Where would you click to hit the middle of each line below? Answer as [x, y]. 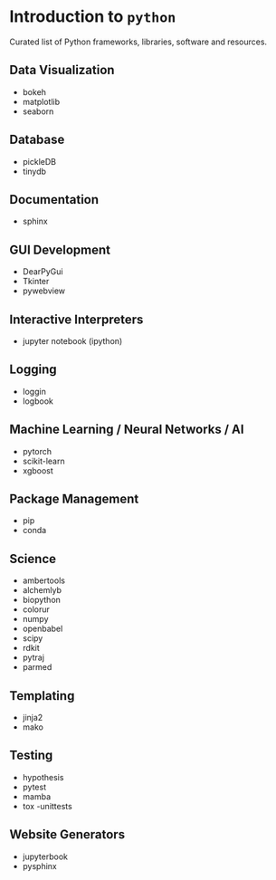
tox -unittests [47, 806]
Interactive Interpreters [76, 319]
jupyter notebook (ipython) [72, 341]
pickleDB [39, 161]
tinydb [34, 171]
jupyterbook [45, 856]
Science [33, 559]
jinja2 [33, 718]
